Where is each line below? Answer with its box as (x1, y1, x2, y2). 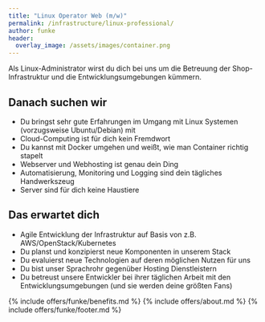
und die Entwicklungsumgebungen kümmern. (51, 72, 202, 82)
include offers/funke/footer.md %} (8, 304, 122, 314)
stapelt (19, 150, 43, 161)
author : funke (8, 26, 56, 35)
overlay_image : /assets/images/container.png (15, 42, 171, 50)
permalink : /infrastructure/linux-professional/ (8, 19, 174, 27)
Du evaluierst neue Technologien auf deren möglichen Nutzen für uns (19, 255, 251, 265)
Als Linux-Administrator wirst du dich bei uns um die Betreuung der (8, 63, 231, 73)
